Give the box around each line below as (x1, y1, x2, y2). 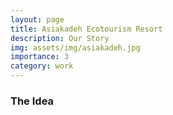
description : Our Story (10, 33, 110, 43)
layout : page (10, 14, 65, 25)
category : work (10, 61, 74, 71)
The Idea (10, 94, 55, 108)
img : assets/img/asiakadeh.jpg (10, 42, 141, 53)
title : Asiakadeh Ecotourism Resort (10, 24, 163, 34)
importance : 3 (10, 52, 70, 62)
